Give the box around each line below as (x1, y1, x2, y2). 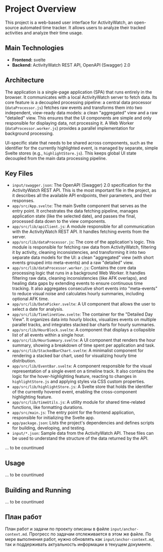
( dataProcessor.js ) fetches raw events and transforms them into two (5, 105, 143, 110)
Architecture (5, 76, 45, 85)
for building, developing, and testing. (12, 425, 86, 431)
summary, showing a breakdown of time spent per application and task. (12, 342, 155, 348)
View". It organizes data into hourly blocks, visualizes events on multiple (12, 317, 157, 322)
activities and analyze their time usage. (5, 30, 83, 36)
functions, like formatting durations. (12, 405, 83, 410)
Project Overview (5, 3, 77, 15)
